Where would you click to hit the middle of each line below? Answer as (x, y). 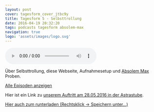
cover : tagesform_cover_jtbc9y (37, 14)
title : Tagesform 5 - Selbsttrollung (43, 18)
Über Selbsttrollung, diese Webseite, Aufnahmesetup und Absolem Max (77, 71)
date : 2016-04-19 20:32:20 (32, 23)
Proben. (13, 76)
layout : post (18, 9)
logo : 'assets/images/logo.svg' (38, 37)
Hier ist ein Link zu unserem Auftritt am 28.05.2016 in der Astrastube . (74, 95)
